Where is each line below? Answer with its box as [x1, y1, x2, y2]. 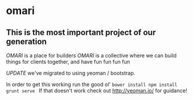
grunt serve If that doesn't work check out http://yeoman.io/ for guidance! [6, 87, 188, 94]
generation [6, 36, 47, 46]
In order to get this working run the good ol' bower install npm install [6, 81, 178, 88]
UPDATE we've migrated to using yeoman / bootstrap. [6, 70, 136, 77]
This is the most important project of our [6, 27, 156, 37]
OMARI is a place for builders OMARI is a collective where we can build [6, 52, 177, 59]
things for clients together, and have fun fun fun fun [6, 58, 130, 65]
